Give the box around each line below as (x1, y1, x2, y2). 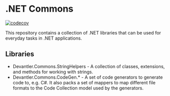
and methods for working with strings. (12, 69, 94, 75)
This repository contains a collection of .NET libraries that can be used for (5, 29, 161, 36)
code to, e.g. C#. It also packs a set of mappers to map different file (12, 79, 156, 85)
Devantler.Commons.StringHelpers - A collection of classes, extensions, (12, 63, 165, 69)
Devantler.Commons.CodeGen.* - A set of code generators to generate (12, 74, 163, 80)
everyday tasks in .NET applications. (5, 35, 82, 41)
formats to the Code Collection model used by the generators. (12, 85, 144, 91)
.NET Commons (5, 3, 74, 15)
